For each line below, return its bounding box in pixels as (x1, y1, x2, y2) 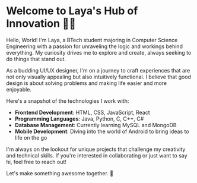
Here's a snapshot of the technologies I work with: (6, 97, 129, 105)
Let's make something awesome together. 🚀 (6, 169, 114, 176)
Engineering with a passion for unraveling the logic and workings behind (6, 43, 183, 50)
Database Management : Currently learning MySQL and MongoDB (14, 121, 177, 128)
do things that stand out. (6, 55, 66, 62)
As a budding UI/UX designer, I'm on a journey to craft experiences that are (6, 67, 190, 74)
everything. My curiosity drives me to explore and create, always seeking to (6, 49, 192, 56)
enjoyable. (6, 86, 31, 93)
